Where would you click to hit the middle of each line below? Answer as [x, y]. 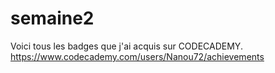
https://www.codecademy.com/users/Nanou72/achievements [137, 56]
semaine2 [52, 18]
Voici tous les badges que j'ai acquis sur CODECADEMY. [126, 46]
